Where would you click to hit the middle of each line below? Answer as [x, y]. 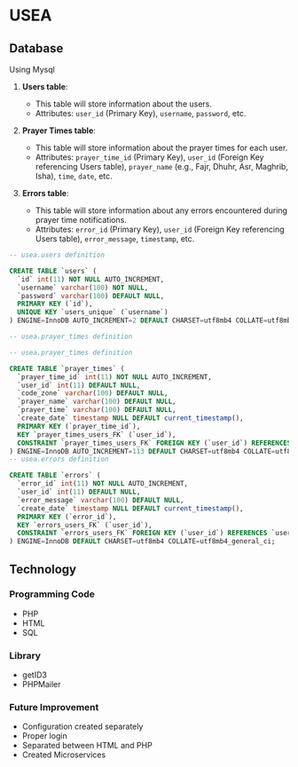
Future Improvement [54, 708]
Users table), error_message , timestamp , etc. [115, 239]
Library [25, 655]
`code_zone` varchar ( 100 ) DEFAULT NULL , [93, 393]
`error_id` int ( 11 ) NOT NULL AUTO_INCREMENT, [103, 484]
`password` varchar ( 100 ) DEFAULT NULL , [91, 296]
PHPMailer [41, 684]
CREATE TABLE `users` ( [53, 271]
